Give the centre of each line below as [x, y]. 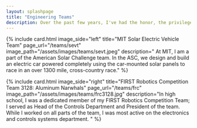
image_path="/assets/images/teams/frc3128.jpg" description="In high [91, 94]
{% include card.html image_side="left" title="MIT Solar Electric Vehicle [93, 39]
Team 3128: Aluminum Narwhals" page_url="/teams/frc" [74, 88]
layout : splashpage [30, 11]
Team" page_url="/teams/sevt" [44, 45]
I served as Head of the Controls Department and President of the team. [93, 107]
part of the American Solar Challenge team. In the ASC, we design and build [98, 58]
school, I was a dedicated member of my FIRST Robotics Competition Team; [98, 100]
